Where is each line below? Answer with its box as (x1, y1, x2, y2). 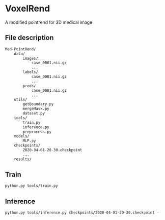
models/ (14, 134, 29, 139)
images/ (23, 56, 38, 61)
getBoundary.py (23, 102, 54, 107)
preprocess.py (23, 129, 52, 134)
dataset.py (23, 111, 45, 116)
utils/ (14, 97, 27, 102)
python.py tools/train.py (5, 183, 58, 188)
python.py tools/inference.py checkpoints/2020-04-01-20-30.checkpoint (5, 210, 155, 215)
